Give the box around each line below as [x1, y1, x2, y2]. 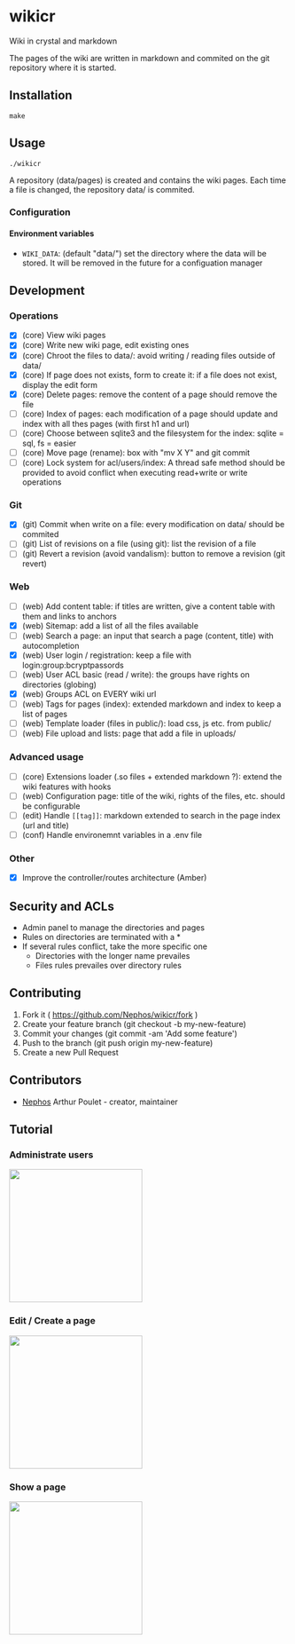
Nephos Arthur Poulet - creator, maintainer [21, 1096, 179, 1107]
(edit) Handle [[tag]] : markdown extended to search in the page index [21, 810, 281, 820]
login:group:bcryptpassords [21, 660, 124, 670]
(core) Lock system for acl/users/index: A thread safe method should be [21, 457, 285, 468]
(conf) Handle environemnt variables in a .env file [21, 829, 202, 840]
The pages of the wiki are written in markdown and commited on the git [9, 52, 270, 63]
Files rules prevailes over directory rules [35, 960, 182, 970]
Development [9, 283, 86, 298]
